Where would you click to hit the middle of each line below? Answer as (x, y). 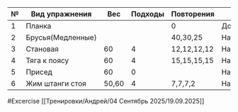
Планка (39, 26)
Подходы (148, 14)
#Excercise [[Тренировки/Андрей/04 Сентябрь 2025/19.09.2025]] (106, 101)
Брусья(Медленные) (61, 37)
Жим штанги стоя (56, 83)
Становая (42, 49)
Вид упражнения (61, 14)
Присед (39, 72)
